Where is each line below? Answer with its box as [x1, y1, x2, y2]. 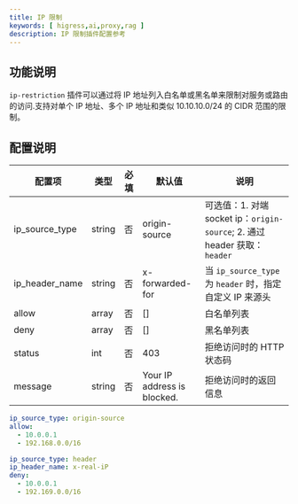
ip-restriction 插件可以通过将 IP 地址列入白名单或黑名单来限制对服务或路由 [9, 89, 288, 100]
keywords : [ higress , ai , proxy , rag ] [9, 21, 145, 30]
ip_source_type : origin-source [9, 414, 125, 423]
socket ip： [204, 213, 252, 224]
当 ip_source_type [204, 265, 280, 276]
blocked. [142, 392, 179, 403]
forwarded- [142, 277, 192, 289]
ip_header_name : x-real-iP [9, 462, 109, 472]
